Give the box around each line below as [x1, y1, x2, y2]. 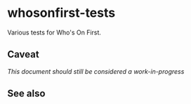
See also [7, 88, 46, 100]
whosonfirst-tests [7, 5, 116, 21]
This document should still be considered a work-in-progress [7, 67, 185, 75]
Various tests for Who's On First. [7, 28, 102, 37]
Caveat [7, 48, 40, 60]
